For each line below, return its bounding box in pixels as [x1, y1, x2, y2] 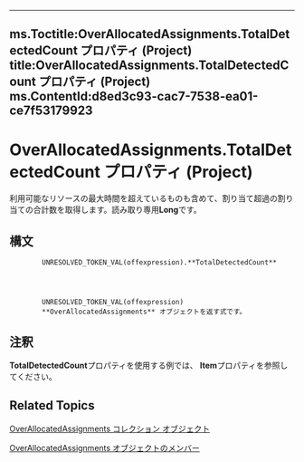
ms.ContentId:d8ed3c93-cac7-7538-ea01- [9, 89, 259, 104]
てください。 [9, 371, 57, 381]
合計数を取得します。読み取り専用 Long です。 [33, 205, 202, 216]
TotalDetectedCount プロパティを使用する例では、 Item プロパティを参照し [9, 360, 289, 371]
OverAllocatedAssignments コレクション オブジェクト [9, 423, 211, 434]
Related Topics [9, 398, 95, 413]
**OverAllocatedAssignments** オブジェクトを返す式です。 [42, 307, 247, 317]
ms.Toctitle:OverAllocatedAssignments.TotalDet [9, 26, 290, 42]
